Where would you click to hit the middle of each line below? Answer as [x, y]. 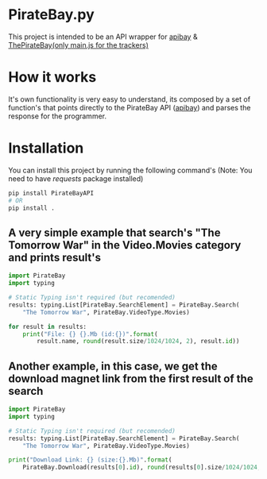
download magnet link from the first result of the [131, 379]
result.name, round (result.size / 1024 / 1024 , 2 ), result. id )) [138, 342]
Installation [46, 148]
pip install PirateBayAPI [51, 193]
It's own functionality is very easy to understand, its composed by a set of [130, 99]
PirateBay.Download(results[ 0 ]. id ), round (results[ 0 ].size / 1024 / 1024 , [142, 467]
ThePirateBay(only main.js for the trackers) [78, 44]
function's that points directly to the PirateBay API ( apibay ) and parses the [130, 107]
